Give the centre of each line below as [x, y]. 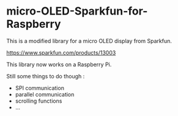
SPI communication [39, 88]
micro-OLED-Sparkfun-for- [77, 11]
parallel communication [45, 94]
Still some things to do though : [46, 76]
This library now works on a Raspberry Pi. [59, 64]
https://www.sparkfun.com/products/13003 [61, 52]
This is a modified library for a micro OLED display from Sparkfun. [89, 41]
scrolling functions [39, 101]
